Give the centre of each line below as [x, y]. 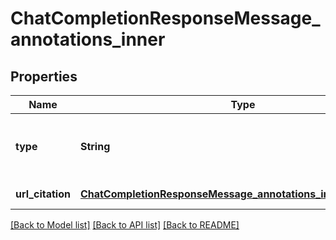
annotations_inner [88, 39]
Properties [44, 76]
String [95, 146]
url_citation [43, 194]
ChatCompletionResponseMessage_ [165, 18]
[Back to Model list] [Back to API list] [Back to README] [125, 225]
